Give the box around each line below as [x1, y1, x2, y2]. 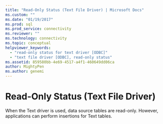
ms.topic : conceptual [5, 41, 51, 46]
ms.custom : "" [5, 12, 36, 17]
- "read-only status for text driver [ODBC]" [10, 50, 108, 55]
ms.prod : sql [5, 21, 33, 27]
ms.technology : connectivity [5, 36, 67, 41]
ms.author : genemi [5, 69, 44, 74]
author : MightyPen [5, 64, 44, 69]
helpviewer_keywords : [5, 45, 51, 50]
